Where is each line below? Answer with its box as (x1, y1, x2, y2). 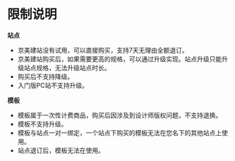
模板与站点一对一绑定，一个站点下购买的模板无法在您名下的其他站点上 (17, 128, 222, 137)
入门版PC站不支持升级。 (17, 81, 88, 89)
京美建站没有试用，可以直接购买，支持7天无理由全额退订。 (17, 46, 188, 54)
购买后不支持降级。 (17, 72, 74, 81)
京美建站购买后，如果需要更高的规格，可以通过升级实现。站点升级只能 (17, 54, 222, 63)
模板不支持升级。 (17, 120, 68, 128)
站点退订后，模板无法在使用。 (17, 146, 104, 155)
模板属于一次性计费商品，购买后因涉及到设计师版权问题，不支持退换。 (17, 110, 222, 120)
